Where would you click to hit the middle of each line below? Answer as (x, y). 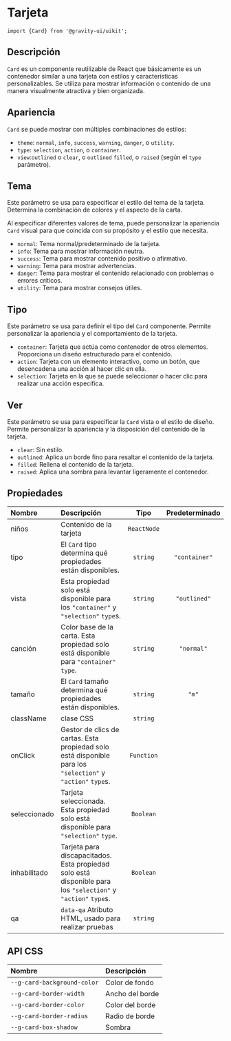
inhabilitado (29, 872)
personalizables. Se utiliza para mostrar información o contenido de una (109, 83)
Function (144, 755)
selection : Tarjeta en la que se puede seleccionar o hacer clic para (112, 376)
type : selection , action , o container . (69, 150)
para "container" (88, 661)
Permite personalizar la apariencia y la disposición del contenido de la (106, 429)
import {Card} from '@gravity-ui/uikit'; (67, 31)
